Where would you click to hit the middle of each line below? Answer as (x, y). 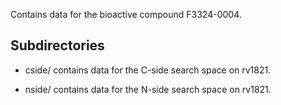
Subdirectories (57, 45)
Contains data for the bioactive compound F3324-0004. (126, 14)
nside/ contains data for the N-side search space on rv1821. (148, 89)
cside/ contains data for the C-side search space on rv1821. (148, 70)
